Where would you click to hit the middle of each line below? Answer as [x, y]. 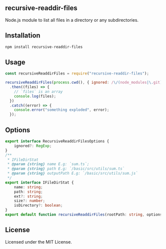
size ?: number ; [30, 201]
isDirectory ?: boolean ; [39, 206]
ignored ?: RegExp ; [33, 146]
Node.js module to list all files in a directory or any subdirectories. [72, 20]
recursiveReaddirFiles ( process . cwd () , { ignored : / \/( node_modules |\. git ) [84, 83]
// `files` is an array [39, 91]
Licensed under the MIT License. [39, 242]
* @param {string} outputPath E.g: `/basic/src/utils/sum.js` [73, 174]
